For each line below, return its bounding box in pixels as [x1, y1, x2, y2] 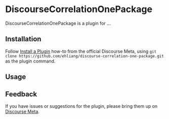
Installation [5, 35, 41, 43]
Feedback [5, 90, 37, 98]
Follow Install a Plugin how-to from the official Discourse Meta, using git [5, 48, 157, 54]
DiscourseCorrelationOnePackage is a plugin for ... [5, 20, 111, 26]
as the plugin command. [5, 58, 56, 64]
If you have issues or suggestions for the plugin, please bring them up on [5, 103, 158, 109]
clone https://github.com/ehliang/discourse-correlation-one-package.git [5, 53, 164, 58]
